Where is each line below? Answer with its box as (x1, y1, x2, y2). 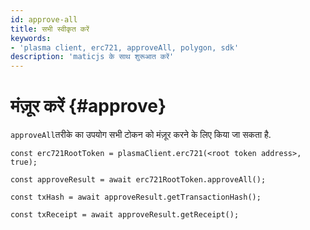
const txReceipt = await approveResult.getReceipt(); (10, 210, 240, 220)
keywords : (10, 33, 52, 43)
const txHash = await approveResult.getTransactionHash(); (10, 192, 262, 203)
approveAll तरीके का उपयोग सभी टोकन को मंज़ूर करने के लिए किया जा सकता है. (10, 129, 272, 141)
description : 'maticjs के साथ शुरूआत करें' (10, 52, 175, 62)
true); (10, 157, 38, 168)
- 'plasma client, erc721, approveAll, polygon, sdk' (10, 42, 240, 53)
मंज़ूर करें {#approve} (10, 95, 167, 118)
